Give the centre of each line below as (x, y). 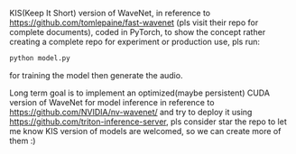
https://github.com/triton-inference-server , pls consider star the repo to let (148, 122)
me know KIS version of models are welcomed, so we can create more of (145, 131)
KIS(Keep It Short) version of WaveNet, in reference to (110, 13)
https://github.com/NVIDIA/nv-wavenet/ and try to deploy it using (131, 112)
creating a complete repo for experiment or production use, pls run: (134, 41)
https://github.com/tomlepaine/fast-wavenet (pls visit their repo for (134, 23)
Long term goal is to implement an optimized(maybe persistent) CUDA (140, 93)
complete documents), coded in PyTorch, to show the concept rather (138, 32)
